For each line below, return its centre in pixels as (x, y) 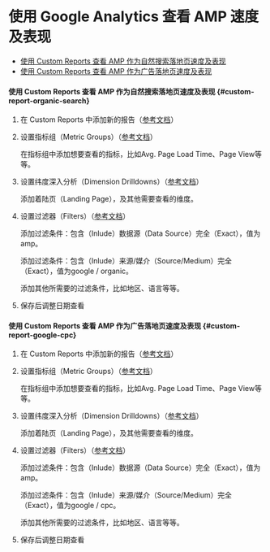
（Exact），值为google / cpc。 (70, 506)
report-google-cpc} (43, 335)
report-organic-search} (49, 100)
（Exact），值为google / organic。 (77, 271)
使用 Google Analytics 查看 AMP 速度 (134, 17)
